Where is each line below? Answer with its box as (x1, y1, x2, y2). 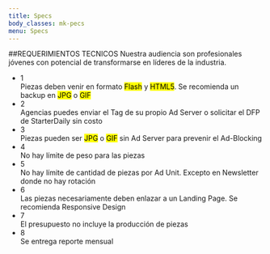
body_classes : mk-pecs (8, 19, 85, 28)
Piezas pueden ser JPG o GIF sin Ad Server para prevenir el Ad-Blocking (19, 133, 263, 143)
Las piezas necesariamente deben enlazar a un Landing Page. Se (19, 193, 238, 203)
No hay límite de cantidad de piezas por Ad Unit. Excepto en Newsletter (19, 167, 259, 178)
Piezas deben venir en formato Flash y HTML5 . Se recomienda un (19, 82, 239, 91)
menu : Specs (8, 27, 49, 35)
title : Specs (8, 11, 53, 20)
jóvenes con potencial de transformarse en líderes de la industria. (8, 57, 227, 67)
